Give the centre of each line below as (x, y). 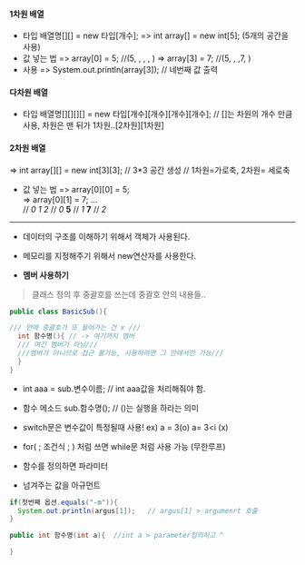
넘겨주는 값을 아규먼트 (62, 485)
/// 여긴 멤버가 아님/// (58, 345)
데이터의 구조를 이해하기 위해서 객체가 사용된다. (106, 236)
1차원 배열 (27, 14)
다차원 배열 (29, 92)
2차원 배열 (28, 148)
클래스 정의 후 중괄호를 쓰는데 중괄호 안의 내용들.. (118, 294)
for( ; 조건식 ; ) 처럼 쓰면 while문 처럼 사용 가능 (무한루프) (124, 446)
